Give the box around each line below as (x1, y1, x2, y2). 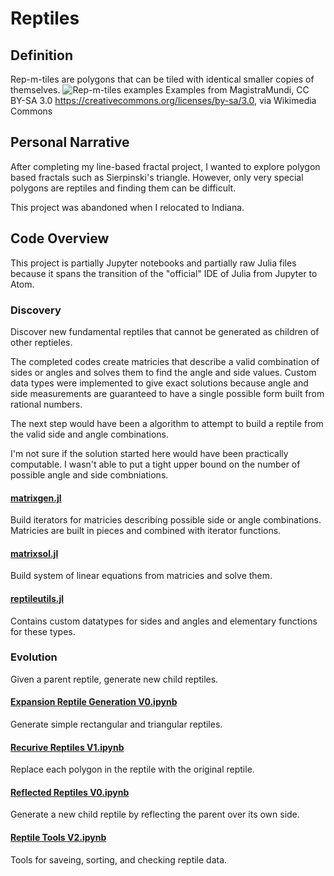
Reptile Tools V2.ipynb (10, 832, 107, 844)
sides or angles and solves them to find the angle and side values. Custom (10, 366, 317, 378)
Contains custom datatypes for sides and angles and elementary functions (10, 615, 318, 627)
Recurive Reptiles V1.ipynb (10, 741, 125, 753)
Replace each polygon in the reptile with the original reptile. (10, 763, 255, 776)
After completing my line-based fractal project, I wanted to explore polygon (10, 160, 321, 172)
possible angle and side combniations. (10, 468, 169, 481)
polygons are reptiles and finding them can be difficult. (10, 182, 237, 194)
